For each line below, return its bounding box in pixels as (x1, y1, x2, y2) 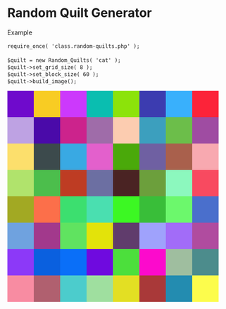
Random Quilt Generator (7, 5, 153, 21)
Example (7, 28, 33, 37)
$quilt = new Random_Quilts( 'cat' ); (7, 56, 121, 64)
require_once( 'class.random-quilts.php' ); (7, 42, 140, 50)
